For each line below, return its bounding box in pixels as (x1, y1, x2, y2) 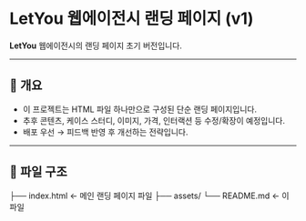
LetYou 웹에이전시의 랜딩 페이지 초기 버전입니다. (9, 40, 182, 51)
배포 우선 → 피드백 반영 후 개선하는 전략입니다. (22, 126, 189, 137)
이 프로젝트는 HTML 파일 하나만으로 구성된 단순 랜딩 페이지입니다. (22, 104, 258, 115)
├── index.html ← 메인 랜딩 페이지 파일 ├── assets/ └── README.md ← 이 (9, 190, 290, 201)
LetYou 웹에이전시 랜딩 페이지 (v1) (9, 8, 254, 29)
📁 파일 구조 (9, 165, 68, 180)
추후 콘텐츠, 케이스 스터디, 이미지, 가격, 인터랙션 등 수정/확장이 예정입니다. (22, 115, 285, 126)
